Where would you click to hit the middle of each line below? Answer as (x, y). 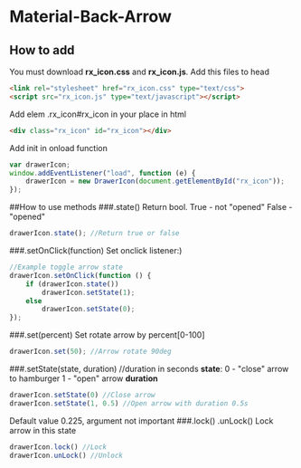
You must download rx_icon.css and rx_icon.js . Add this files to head (139, 72)
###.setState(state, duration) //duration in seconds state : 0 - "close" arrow (149, 369)
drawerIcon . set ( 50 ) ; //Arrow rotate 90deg (90, 352)
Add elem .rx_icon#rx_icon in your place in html (98, 114)
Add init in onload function (59, 148)
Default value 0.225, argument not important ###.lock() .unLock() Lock (141, 420)
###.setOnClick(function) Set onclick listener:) (96, 250)
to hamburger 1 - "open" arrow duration (84, 378)
